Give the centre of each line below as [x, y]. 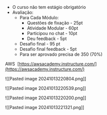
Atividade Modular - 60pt [53, 28]
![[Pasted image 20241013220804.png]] [46, 79]
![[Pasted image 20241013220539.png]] [46, 88]
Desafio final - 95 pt [40, 44]
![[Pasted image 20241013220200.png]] [46, 98]
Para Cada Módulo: [39, 18]
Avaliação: [23, 12]
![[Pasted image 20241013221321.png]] [45, 107]
